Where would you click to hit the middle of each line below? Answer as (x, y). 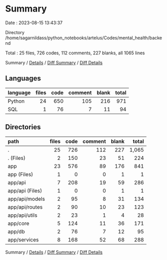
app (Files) (21, 174)
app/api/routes (25, 207)
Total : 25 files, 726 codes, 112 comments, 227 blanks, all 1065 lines (75, 53)
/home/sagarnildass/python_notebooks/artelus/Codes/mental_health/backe (84, 38)
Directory (15, 32)
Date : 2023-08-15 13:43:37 (34, 23)
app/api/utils (23, 215)
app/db (16, 231)
